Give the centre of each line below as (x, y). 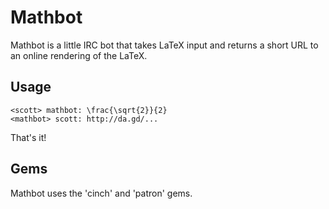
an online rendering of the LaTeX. (79, 55)
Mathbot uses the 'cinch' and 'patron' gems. (101, 193)
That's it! (28, 137)
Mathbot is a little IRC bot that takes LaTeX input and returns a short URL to (164, 45)
